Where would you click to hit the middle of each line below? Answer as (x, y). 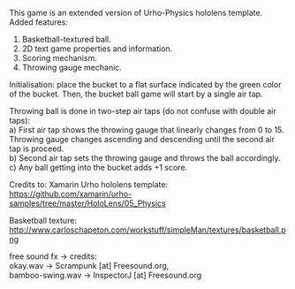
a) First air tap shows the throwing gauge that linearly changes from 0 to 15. (147, 130)
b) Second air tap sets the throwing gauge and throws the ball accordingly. (145, 158)
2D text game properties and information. (97, 49)
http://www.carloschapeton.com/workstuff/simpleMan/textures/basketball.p (148, 230)
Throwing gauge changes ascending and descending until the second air (142, 139)
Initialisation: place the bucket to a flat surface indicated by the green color (145, 84)
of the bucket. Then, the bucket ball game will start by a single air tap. (136, 94)
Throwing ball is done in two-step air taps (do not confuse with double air (143, 111)
